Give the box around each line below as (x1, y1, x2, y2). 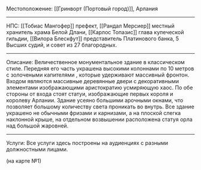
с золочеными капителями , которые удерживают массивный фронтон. (6, 71, 190, 78)
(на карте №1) (6, 157, 42, 164)
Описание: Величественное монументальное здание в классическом (6, 59, 185, 65)
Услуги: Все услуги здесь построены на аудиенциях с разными (6, 139, 169, 146)
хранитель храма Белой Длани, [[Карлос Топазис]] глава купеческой (6, 29, 184, 35)
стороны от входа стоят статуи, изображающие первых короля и (6, 90, 173, 98)
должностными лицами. (6, 146, 68, 153)
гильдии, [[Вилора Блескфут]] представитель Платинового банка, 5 (6, 35, 179, 42)
